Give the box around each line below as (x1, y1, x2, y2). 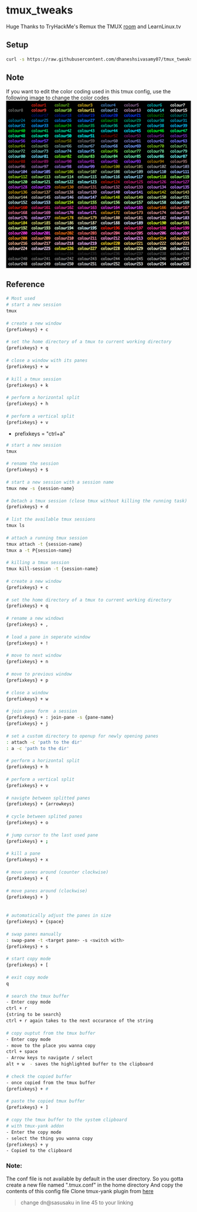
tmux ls (6, 523, 25, 529)
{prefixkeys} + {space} (6, 919, 64, 925)
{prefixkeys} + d (6, 504, 49, 510)
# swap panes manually (6, 931, 62, 937)
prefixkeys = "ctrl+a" (14, 430, 66, 437)
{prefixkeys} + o (6, 820, 49, 826)
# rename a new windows (6, 616, 64, 622)
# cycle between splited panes (6, 813, 83, 819)
